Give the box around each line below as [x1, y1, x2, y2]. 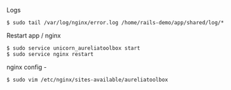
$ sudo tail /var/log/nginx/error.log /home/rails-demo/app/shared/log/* [6, 19, 225, 26]
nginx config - [6, 63, 47, 71]
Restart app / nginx [6, 31, 61, 39]
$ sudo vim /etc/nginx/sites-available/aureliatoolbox [6, 76, 169, 83]
